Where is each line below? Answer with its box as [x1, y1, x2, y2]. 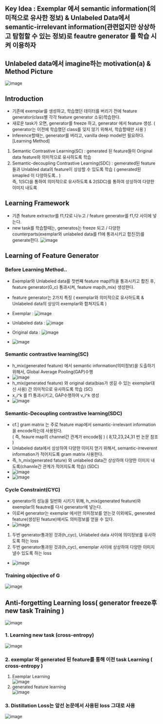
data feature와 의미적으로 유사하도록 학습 [12, 154, 91, 160]
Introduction [5, 94, 44, 103]
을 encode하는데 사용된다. [12, 428, 63, 434]
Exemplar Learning [12, 674, 50, 680]
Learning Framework [5, 199, 70, 208]
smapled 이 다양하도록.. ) [12, 172, 61, 178]
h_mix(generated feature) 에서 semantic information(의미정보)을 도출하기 [12, 362, 156, 368]
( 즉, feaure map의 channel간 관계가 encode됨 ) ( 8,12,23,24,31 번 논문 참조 [12, 434, 159, 440]
